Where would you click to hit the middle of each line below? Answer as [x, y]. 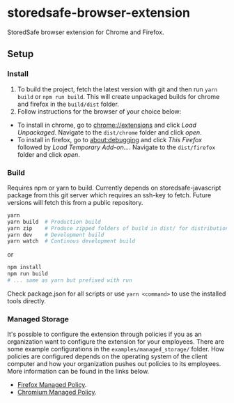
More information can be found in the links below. [78, 372]
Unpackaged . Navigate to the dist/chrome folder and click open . [109, 132]
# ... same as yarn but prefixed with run [70, 280]
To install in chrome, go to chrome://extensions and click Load [107, 125]
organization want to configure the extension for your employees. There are [116, 342]
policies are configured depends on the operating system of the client [107, 356]
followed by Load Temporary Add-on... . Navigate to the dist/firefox [116, 147]
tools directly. [27, 301]
